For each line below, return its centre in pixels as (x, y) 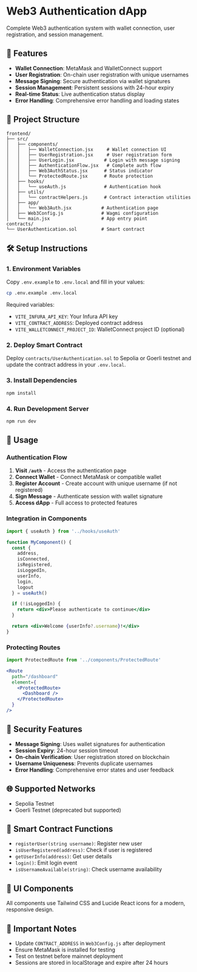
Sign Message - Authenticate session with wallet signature (89, 497)
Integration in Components (47, 518)
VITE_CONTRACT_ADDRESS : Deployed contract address (79, 323)
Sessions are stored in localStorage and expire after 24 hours (92, 962)
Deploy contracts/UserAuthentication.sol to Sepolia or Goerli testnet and (99, 358)
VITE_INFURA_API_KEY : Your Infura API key (66, 316)
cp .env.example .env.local (42, 293)
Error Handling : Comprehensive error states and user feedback (94, 770)
